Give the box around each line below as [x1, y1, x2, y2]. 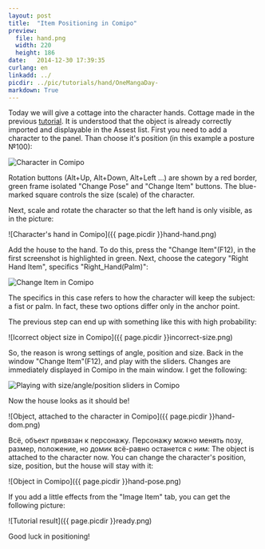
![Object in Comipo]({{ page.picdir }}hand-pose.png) [8, 477, 182, 487]
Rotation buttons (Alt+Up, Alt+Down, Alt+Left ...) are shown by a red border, [8, 173, 258, 182]
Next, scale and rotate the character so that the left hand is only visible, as [8, 206, 253, 215]
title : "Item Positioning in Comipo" [8, 19, 137, 27]
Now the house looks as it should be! [8, 396, 130, 406]
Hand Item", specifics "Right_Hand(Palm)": [8, 262, 149, 272]
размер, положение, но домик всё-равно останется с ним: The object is [8, 444, 255, 454]
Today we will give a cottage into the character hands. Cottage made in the [8, 108, 255, 118]
